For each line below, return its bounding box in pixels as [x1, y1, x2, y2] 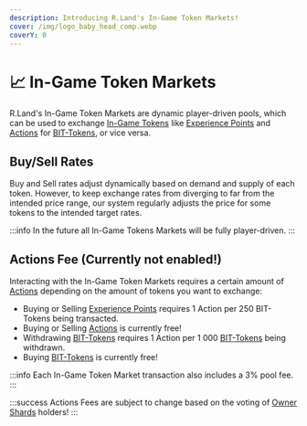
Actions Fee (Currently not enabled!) [9, 251, 222, 267]
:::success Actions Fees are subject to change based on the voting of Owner [9, 397, 298, 408]
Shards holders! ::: [9, 406, 79, 417]
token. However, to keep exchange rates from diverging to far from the [9, 188, 275, 199]
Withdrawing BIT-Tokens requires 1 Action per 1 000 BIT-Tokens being [22, 332, 286, 343]
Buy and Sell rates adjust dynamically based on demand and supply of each [9, 178, 295, 189]
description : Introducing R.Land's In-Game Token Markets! [9, 13, 239, 23]
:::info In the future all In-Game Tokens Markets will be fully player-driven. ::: [9, 225, 296, 236]
